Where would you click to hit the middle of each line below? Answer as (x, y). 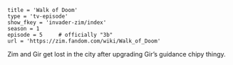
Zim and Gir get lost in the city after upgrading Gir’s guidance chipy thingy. (116, 54)
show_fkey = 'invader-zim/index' (57, 23)
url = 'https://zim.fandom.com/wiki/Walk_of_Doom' (84, 41)
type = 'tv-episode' (38, 16)
